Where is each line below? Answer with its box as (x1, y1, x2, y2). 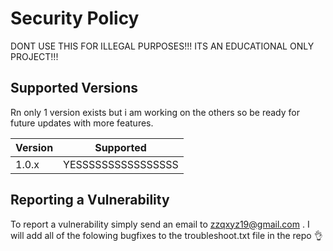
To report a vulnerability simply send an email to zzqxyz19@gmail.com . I (10, 218, 310, 230)
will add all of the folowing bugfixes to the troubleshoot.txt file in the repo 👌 (10, 229, 323, 241)
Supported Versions (10, 80, 138, 97)
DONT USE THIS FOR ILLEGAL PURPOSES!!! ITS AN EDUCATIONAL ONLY (10, 40, 315, 52)
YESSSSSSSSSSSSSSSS (63, 157, 179, 171)
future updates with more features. (10, 117, 154, 129)
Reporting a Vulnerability (10, 192, 170, 209)
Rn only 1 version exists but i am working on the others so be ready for (10, 106, 300, 118)
